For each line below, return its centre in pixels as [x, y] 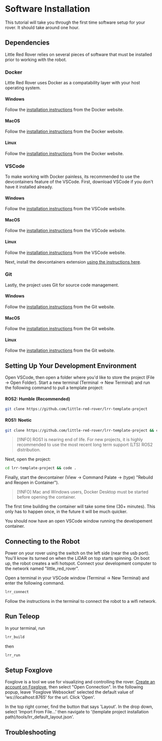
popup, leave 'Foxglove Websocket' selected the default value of [69, 692]
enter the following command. [35, 583]
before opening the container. [46, 497]
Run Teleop [22, 616]
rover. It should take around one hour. [42, 27]
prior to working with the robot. [36, 60]
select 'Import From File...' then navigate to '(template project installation [77, 712]
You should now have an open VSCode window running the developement [79, 521]
